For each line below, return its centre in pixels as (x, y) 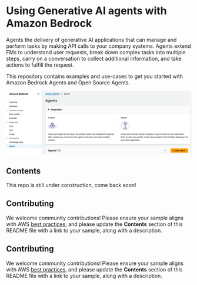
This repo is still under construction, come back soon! (71, 185)
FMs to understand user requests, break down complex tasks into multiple (96, 52)
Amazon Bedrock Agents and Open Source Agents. (68, 82)
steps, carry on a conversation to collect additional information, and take (94, 58)
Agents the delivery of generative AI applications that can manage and (91, 40)
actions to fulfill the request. (40, 65)
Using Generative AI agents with (86, 11)
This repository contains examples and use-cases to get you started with (95, 76)
